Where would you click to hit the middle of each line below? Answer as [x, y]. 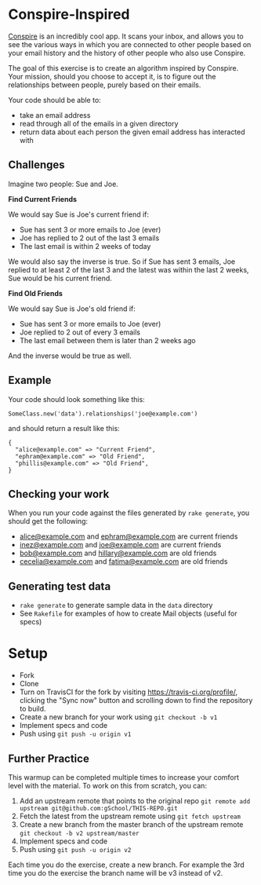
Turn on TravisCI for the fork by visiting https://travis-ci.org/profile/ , [128, 692]
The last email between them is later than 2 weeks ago [107, 340]
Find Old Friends [35, 293]
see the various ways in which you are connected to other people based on [130, 44]
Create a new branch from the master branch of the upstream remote [131, 824]
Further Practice [49, 758]
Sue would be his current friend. [60, 278]
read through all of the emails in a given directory [99, 123]
